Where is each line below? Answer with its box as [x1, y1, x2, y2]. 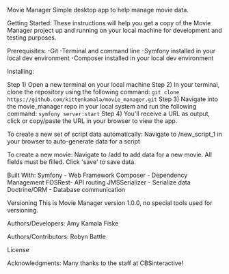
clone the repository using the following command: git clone [7, 88, 180, 96]
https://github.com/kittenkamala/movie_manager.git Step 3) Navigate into [7, 95, 219, 103]
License [7, 246, 29, 254]
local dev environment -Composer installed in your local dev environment [7, 54, 214, 62]
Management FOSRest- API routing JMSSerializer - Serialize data [7, 178, 191, 187]
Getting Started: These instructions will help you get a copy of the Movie [7, 19, 211, 27]
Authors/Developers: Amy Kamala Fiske [7, 219, 119, 228]
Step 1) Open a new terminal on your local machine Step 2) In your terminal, [7, 81, 220, 88]
